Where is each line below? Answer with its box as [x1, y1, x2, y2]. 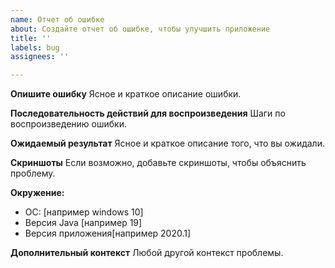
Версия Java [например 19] [24, 217, 143, 229]
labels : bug [10, 42, 60, 53]
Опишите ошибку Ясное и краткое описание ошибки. [10, 88, 242, 100]
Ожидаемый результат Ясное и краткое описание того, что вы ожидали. [10, 137, 325, 150]
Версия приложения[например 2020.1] [24, 227, 192, 240]
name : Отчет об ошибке [10, 14, 105, 25]
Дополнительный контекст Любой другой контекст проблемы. [10, 247, 284, 259]
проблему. [10, 167, 56, 180]
